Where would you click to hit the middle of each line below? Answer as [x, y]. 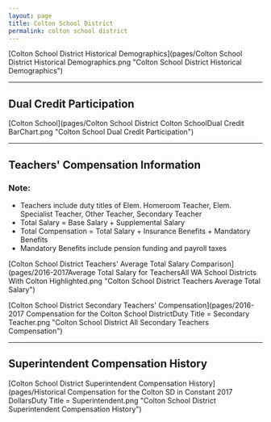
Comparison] [213, 264]
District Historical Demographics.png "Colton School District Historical [125, 62]
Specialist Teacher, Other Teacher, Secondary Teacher [111, 214]
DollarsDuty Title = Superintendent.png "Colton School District [112, 400]
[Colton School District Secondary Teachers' [83, 305]
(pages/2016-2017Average [52, 272]
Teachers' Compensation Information [105, 165]
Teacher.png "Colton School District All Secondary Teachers [109, 322]
